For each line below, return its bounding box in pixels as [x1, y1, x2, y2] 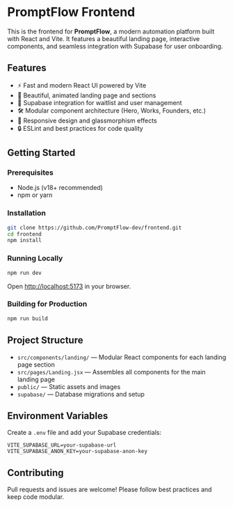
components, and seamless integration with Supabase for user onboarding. [7, 42, 223, 50]
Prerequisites [7, 168, 54, 177]
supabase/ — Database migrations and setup [17, 390, 145, 398]
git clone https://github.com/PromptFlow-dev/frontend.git [7, 224, 182, 231]
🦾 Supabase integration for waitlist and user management [17, 98, 182, 106]
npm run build [7, 315, 49, 322]
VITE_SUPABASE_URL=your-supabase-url [7, 442, 117, 449]
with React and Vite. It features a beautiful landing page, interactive [7, 34, 200, 42]
